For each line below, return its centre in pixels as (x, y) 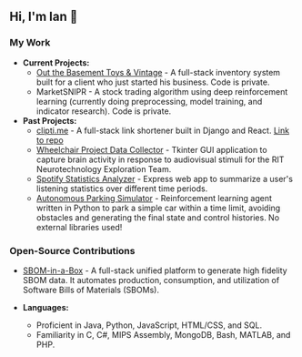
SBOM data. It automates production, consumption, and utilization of (151, 280)
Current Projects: (56, 62)
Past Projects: (50, 120)
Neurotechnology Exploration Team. (104, 168)
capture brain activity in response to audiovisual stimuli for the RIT (160, 159)
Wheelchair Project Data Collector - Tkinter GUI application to (151, 149)
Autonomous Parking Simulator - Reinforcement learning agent (154, 198)
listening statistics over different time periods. (122, 189)
